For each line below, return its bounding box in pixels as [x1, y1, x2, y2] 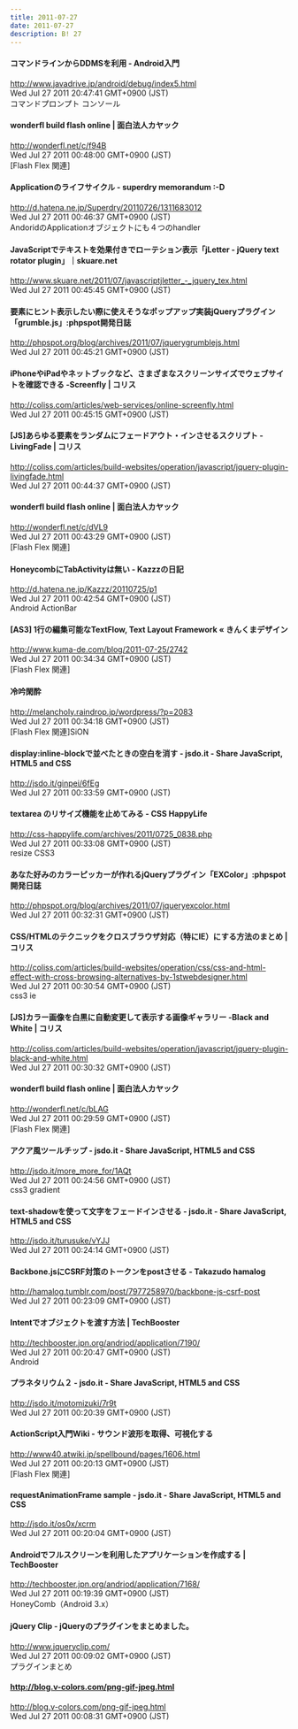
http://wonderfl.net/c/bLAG [10, 1103, 110, 1114]
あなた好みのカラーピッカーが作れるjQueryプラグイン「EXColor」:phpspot [10, 869, 287, 880]
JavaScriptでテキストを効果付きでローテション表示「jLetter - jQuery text [10, 244, 279, 255]
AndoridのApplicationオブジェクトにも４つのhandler [10, 222, 202, 233]
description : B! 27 [10, 29, 82, 38]
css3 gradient [10, 1185, 61, 1195]
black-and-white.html [10, 1052, 88, 1063]
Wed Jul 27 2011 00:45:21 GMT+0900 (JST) [10, 347, 170, 357]
